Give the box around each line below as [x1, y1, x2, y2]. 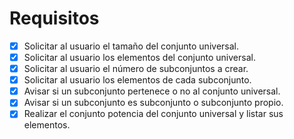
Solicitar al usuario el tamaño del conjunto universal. [23, 40, 239, 52]
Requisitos [9, 7, 100, 30]
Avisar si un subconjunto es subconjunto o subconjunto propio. [23, 97, 284, 109]
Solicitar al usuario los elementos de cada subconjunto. [23, 74, 252, 86]
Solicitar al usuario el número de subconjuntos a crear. [23, 63, 249, 75]
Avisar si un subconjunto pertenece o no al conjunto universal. [23, 85, 281, 97]
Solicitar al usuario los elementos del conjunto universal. [23, 52, 256, 63]
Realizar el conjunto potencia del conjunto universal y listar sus [23, 108, 284, 120]
